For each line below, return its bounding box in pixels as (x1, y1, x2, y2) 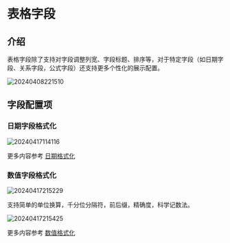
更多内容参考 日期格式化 (7, 152, 76, 160)
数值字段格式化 (7, 170, 57, 180)
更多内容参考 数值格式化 (7, 228, 76, 237)
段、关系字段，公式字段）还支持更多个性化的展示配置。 (7, 64, 163, 72)
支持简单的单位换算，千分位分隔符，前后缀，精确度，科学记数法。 (7, 200, 194, 209)
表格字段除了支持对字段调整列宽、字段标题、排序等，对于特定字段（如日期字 (7, 56, 224, 63)
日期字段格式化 (7, 121, 57, 131)
